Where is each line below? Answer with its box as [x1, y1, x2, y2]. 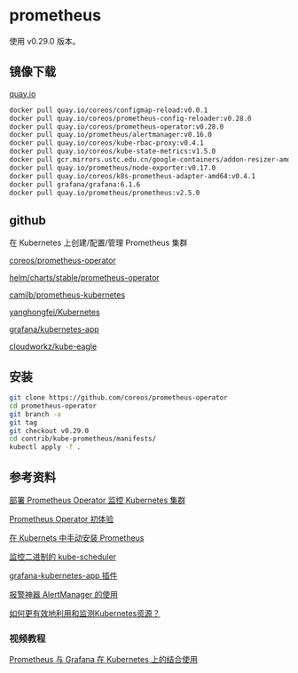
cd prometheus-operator [9, 401, 98, 410]
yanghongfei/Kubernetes [9, 307, 100, 318]
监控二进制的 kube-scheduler [9, 551, 117, 562]
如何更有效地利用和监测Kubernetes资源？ [9, 607, 161, 618]
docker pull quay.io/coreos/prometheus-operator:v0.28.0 [9, 122, 224, 131]
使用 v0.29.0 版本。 [9, 36, 81, 46]
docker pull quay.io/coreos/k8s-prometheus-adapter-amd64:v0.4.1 [9, 171, 255, 180]
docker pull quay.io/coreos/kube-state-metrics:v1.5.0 [9, 147, 216, 156]
